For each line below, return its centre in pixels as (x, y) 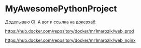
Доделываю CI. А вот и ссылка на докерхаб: (51, 22)
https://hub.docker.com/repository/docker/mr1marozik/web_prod (70, 31)
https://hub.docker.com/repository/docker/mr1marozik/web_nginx (70, 40)
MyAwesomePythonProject (61, 9)
